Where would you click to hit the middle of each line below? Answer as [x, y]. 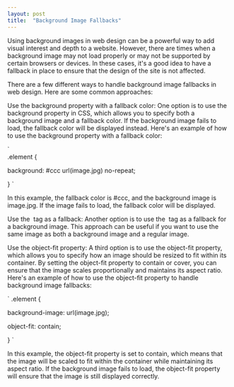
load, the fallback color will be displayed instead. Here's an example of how [117, 128]
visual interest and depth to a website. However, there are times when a [111, 48]
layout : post [27, 14]
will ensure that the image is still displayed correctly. [83, 376]
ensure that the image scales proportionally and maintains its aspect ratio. [115, 270]
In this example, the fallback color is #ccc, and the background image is [112, 198]
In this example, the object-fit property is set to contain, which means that [115, 353]
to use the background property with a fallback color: [85, 136]
